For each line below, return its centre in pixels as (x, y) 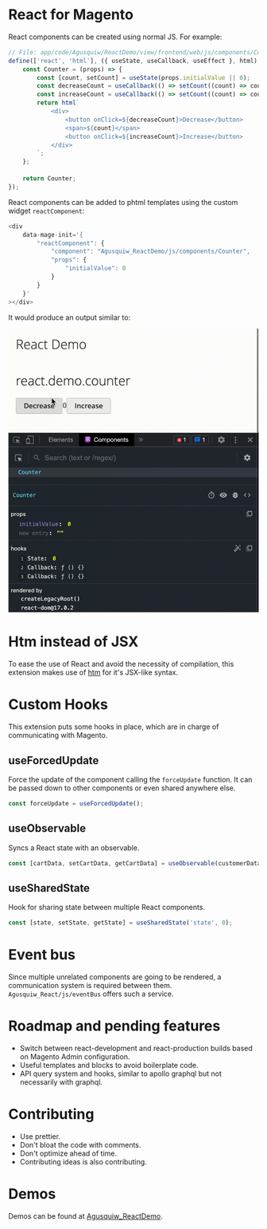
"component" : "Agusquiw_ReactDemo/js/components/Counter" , (150, 252)
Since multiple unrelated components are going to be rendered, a (115, 977)
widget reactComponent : (46, 211)
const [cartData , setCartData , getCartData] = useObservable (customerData (135, 863)
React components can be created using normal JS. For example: (115, 37)
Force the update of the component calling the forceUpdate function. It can (130, 779)
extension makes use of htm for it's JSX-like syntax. (93, 672)
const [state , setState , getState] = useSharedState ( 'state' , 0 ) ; (120, 923)
